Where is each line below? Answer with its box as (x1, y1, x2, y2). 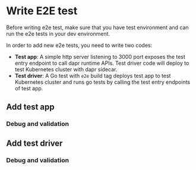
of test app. (14, 84, 43, 92)
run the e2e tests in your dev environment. (6, 30, 110, 37)
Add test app (6, 102, 55, 112)
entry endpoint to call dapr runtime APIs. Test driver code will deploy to (14, 59, 189, 67)
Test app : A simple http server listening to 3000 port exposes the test (14, 53, 186, 60)
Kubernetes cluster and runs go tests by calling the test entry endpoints (14, 78, 191, 86)
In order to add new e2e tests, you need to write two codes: (6, 42, 153, 49)
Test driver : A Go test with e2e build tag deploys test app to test (14, 72, 171, 79)
